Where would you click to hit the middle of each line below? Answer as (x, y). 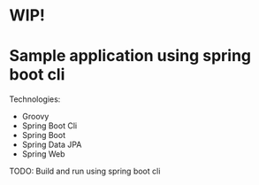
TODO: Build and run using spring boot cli (85, 171)
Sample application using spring (130, 56)
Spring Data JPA (52, 145)
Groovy (35, 117)
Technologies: (35, 99)
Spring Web (43, 154)
